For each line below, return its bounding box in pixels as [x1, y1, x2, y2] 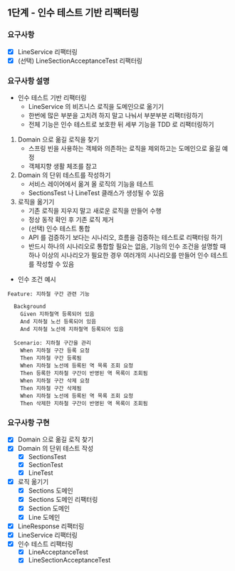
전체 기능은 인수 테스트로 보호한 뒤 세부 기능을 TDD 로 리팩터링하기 [28, 120, 214, 129]
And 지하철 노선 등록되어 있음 [20, 318, 97, 325]
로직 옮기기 [17, 477, 49, 486]
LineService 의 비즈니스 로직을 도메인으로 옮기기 [28, 103, 164, 111]
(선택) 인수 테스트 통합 [28, 224, 90, 233]
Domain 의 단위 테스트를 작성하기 [17, 171, 111, 179]
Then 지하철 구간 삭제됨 [20, 385, 82, 392]
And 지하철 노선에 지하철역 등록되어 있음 [20, 326, 124, 333]
